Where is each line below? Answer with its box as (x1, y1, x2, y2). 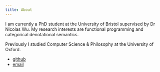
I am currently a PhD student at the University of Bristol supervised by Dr (5, 21, 155, 27)
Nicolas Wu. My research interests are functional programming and (5, 26, 143, 32)
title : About (5, 7, 32, 12)
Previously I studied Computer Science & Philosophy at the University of (5, 41, 154, 47)
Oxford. (5, 46, 21, 52)
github (12, 56, 26, 62)
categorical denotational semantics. (5, 31, 79, 37)
